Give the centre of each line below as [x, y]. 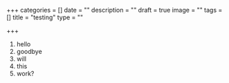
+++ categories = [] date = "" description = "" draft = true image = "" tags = [114, 10]
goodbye [29, 52]
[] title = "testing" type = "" [45, 17]
